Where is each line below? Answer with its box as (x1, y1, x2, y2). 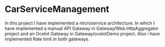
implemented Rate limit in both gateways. (5, 36, 90, 42)
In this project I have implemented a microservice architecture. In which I (5, 20, 155, 26)
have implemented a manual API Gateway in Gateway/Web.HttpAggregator (5, 25, 159, 31)
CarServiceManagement (5, 3, 110, 15)
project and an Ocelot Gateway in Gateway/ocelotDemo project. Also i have (5, 30, 160, 36)
